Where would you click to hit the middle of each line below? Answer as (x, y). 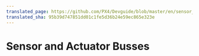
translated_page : (28, 11)
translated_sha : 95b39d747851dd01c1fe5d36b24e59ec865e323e (81, 17)
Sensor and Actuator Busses (78, 46)
